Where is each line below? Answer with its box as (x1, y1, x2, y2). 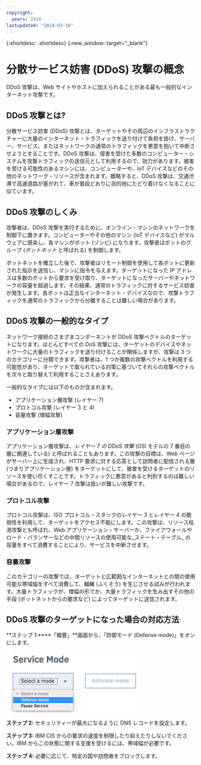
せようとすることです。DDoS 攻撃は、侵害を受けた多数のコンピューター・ (6, 150, 190, 157)
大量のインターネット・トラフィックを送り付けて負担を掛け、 (26, 135, 179, 142)
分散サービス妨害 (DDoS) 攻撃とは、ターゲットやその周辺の (6, 127, 154, 135)
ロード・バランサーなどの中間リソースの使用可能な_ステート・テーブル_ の (6, 534, 191, 541)
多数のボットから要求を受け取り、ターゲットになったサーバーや (16, 274, 175, 281)
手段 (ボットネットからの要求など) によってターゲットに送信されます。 (6, 595, 181, 602)
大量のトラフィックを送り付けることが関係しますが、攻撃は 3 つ (32, 348, 191, 355)
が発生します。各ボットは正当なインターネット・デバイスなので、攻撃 (6, 289, 179, 296)
